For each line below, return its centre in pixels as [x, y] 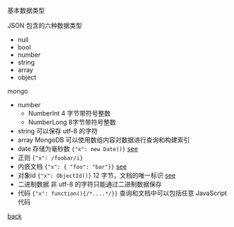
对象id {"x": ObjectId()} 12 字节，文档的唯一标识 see [96, 175]
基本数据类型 [26, 10]
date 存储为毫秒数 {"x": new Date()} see [78, 149]
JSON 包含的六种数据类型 [45, 26]
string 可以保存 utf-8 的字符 [57, 131]
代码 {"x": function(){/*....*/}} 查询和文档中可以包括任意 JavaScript [122, 193]
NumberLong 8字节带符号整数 [72, 122]
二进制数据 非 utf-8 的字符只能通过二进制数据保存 [90, 184]
